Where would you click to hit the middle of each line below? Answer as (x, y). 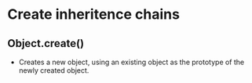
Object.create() (46, 43)
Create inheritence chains (93, 14)
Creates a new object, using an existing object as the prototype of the (131, 62)
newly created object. (54, 70)
